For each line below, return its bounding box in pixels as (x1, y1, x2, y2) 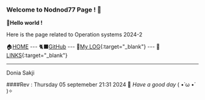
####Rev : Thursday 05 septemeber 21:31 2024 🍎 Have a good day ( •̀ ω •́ (6, 81, 195, 88)
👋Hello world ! (6, 19, 43, 27)
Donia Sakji (6, 69, 35, 76)
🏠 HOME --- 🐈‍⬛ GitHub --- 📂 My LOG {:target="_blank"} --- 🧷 (6, 43, 160, 50)
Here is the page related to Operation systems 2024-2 (6, 31, 143, 38)
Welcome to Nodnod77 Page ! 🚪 (6, 5, 102, 14)
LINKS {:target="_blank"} (6, 52, 68, 59)
